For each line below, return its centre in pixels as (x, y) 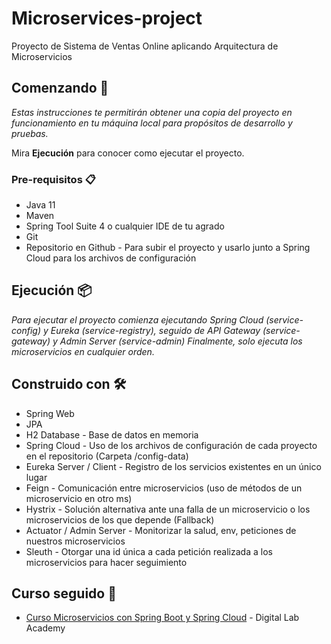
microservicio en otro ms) (79, 498)
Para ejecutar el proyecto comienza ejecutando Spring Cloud (137, 319)
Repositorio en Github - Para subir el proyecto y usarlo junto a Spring (168, 248)
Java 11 (40, 205)
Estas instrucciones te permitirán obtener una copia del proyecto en (152, 112)
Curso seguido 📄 (64, 593)
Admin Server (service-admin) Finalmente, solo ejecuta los (181, 341)
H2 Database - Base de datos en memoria (112, 434)
